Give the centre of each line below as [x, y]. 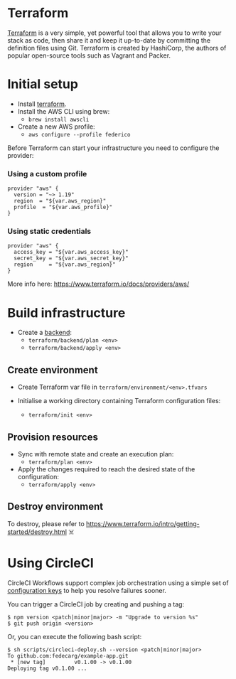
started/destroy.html [37, 532]
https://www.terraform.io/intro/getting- [143, 523]
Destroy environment [55, 507]
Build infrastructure [66, 312]
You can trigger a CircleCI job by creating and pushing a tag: [96, 604]
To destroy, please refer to [46, 523]
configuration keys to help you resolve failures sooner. [87, 590]
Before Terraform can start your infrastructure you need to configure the [113, 148]
